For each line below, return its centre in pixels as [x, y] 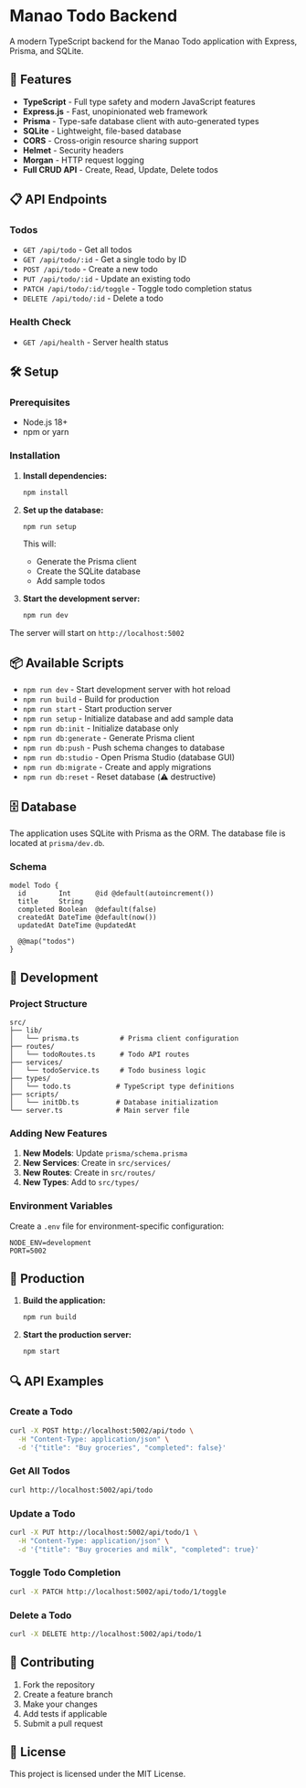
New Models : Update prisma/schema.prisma [105, 1153]
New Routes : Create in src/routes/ [89, 1173]
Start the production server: [77, 1335]
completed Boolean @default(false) [87, 910]
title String [51, 902]
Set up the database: [63, 510]
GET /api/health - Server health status [95, 342]
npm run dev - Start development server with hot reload [127, 690]
